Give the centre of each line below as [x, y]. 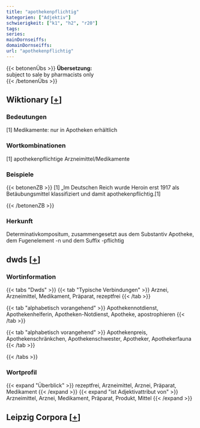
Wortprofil [22, 372]
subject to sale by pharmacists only [50, 74]
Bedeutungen [26, 117]
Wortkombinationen [36, 146]
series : [16, 34]
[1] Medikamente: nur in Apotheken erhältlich [62, 130]
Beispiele [20, 174]
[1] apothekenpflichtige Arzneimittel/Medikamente [68, 159]
